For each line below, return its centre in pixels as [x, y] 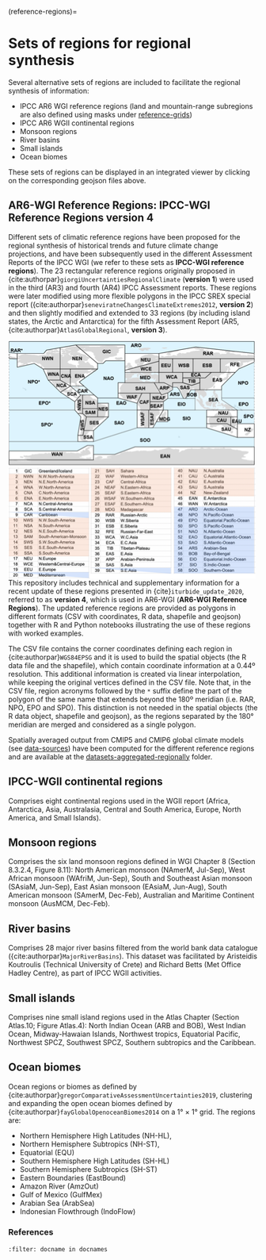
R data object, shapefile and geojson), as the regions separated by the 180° [131, 716]
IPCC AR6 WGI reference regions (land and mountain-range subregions [136, 106]
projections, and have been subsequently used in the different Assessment [130, 254]
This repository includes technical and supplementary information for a [124, 582]
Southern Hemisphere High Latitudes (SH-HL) [95, 1161]
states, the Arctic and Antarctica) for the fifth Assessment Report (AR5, [124, 321]
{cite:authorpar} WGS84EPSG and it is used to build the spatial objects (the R [127, 657]
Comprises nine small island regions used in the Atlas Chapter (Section [124, 1017]
